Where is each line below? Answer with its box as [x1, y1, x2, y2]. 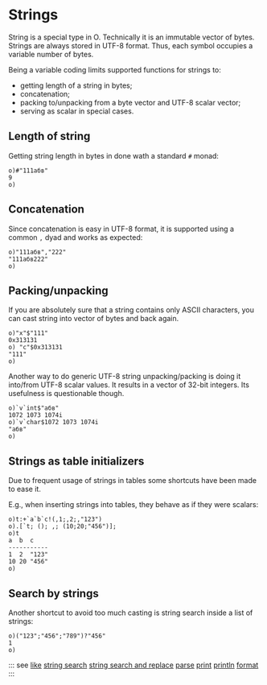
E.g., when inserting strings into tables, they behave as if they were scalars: [8, 500, 259, 510]
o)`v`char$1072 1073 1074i [8, 419, 99, 427]
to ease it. [8, 485, 42, 494]
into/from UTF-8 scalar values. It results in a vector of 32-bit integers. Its [8, 380, 249, 390]
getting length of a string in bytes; [19, 80, 133, 90]
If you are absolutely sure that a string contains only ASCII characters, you [8, 305, 255, 315]
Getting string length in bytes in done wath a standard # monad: [8, 151, 220, 160]
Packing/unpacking [8, 283, 109, 297]
